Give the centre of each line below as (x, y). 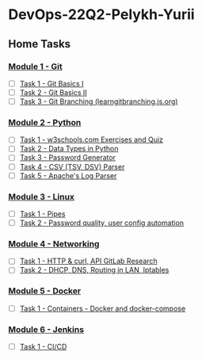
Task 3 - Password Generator (68, 158)
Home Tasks (40, 44)
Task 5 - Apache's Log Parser (68, 175)
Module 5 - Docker (45, 291)
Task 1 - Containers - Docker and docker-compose (103, 308)
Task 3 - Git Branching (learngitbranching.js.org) (99, 101)
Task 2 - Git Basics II (53, 92)
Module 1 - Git (35, 67)
